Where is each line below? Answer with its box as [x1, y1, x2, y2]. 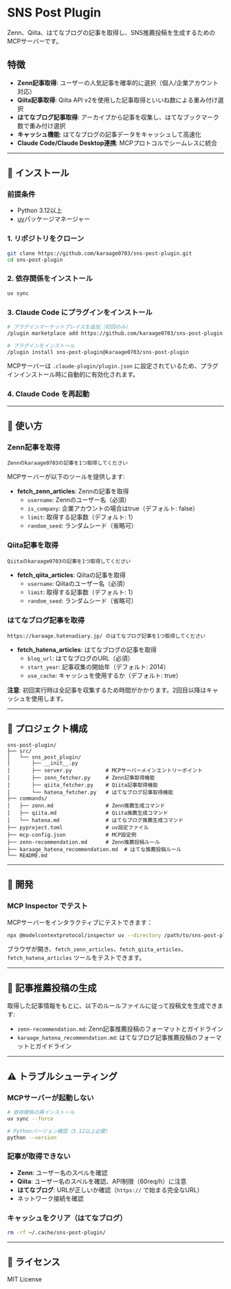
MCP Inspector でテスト [7, 901, 88, 911]
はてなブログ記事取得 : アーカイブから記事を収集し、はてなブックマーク [16, 113, 219, 121]
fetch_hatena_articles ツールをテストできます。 [7, 954, 146, 962]
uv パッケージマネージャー [16, 215, 91, 223]
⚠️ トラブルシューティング [7, 1071, 118, 1082]
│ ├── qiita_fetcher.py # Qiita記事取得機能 [7, 781, 158, 788]
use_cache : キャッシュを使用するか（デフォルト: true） [27, 671, 182, 680]
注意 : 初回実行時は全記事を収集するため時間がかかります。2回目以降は [7, 686, 207, 695]
